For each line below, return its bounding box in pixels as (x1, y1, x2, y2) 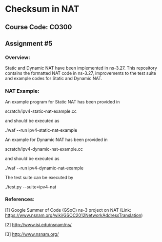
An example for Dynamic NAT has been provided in (5, 137, 108, 142)
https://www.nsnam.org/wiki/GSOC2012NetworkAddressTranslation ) (5, 212, 143, 218)
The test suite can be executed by (5, 174, 74, 180)
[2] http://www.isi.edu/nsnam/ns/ (5, 222, 72, 227)
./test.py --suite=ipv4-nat (5, 184, 57, 190)
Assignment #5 (5, 39, 53, 47)
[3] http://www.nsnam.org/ (5, 231, 59, 237)
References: (5, 196, 35, 203)
